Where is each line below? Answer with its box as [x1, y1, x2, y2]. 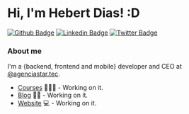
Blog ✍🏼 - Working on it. [17, 91, 88, 100]
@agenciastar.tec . [7, 69, 60, 79]
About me [7, 46, 42, 56]
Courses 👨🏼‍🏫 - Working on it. [17, 84, 104, 92]
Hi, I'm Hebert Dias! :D [7, 5, 140, 21]
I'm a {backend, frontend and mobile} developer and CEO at [7, 62, 182, 71]
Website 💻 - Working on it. [17, 99, 97, 108]
